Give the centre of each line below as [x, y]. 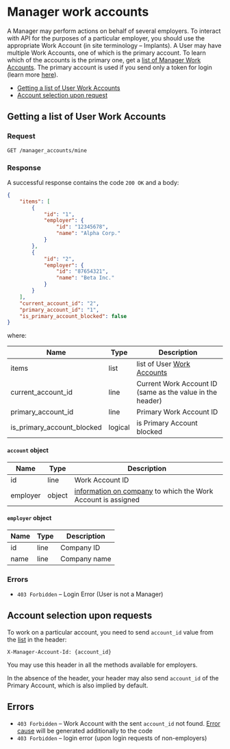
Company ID [80, 548]
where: [17, 336]
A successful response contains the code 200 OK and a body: [93, 182]
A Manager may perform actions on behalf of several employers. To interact [114, 31]
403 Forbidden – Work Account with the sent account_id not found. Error [118, 723]
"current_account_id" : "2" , [59, 303]
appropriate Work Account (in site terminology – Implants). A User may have [114, 45]
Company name [86, 558]
